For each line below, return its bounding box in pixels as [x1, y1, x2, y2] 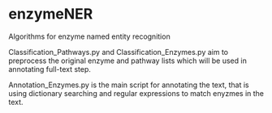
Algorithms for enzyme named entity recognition [8, 31, 171, 41]
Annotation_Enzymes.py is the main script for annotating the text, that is [8, 80, 249, 90]
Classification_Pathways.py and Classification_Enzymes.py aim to [8, 47, 229, 56]
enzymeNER [8, 5, 93, 23]
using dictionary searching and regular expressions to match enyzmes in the [8, 88, 265, 98]
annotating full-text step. [8, 64, 92, 73]
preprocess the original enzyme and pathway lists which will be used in [8, 56, 248, 65]
